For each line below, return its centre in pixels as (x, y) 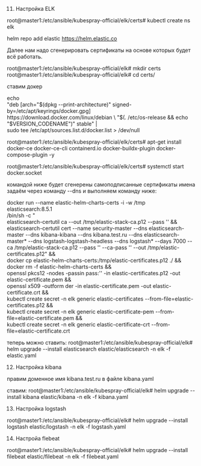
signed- (122, 104)
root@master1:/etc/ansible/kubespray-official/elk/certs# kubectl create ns (99, 20)
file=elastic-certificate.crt (39, 331)
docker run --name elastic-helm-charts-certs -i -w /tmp (76, 203)
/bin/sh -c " (21, 215)
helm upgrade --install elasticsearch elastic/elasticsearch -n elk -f (89, 349)
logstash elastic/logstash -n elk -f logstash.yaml (66, 427)
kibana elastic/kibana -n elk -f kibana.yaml (76, 397)
